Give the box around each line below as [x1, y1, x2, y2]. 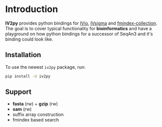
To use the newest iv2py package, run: [5, 64, 86, 70]
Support [5, 88, 32, 96]
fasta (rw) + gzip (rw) [12, 101, 58, 107]
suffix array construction [12, 111, 64, 117]
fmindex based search [12, 117, 59, 123]
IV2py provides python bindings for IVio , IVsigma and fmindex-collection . [5, 20, 157, 26]
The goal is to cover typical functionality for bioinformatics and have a [5, 25, 152, 31]
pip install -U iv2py [5, 74, 51, 79]
